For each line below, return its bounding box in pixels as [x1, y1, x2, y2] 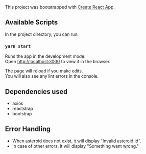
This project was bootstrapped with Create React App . [5, 4, 115, 10]
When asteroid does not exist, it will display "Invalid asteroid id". [12, 138, 142, 144]
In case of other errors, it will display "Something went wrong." [12, 143, 139, 149]
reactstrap [12, 105, 33, 111]
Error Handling [5, 125, 50, 133]
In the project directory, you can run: [5, 31, 79, 37]
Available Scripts [5, 18, 58, 26]
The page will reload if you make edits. [5, 68, 83, 74]
